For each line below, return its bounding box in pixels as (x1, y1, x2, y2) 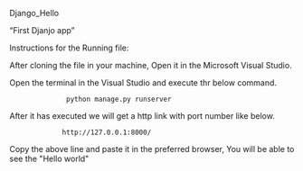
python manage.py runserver (66, 94, 172, 103)
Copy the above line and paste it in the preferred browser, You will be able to (9, 144, 295, 154)
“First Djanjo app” (9, 25, 75, 35)
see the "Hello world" (9, 153, 90, 164)
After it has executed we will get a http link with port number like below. (9, 111, 276, 121)
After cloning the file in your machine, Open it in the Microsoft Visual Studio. (9, 60, 292, 70)
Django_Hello (9, 8, 60, 18)
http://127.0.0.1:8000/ (62, 128, 152, 137)
